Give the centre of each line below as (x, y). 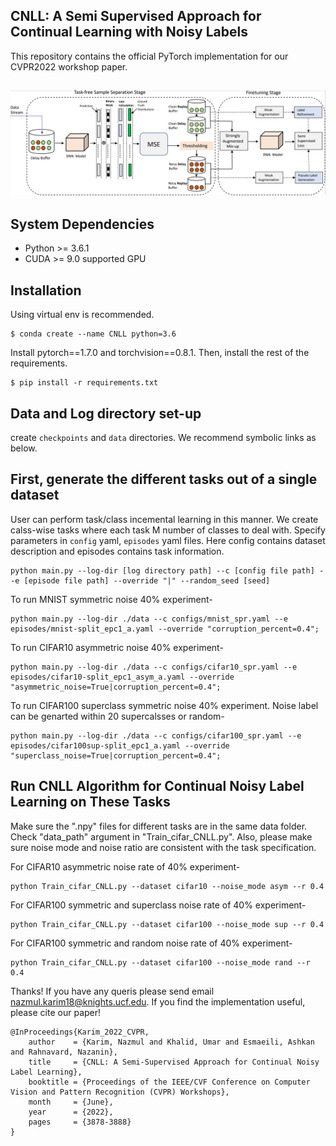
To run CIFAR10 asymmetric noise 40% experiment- (117, 647)
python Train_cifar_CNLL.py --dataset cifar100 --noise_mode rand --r (160, 962)
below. (24, 448)
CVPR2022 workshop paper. (69, 66)
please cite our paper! (56, 1012)
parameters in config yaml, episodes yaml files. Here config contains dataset (168, 540)
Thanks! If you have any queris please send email (112, 991)
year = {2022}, (71, 1112)
